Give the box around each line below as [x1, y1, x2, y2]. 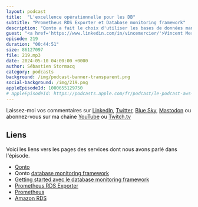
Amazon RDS [14, 195, 47, 202]
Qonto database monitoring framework [14, 169, 109, 176]
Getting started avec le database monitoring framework [14, 176, 150, 183]
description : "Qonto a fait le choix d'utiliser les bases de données [6, 25, 183, 31]
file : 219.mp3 [6, 52, 41, 58]
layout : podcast [6, 8, 46, 15]
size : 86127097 [6, 47, 44, 53]
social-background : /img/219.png [6, 80, 88, 86]
